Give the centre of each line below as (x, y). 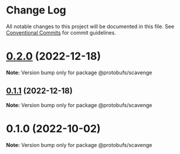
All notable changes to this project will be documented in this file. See (90, 26)
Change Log (36, 10)
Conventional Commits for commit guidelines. (61, 32)
